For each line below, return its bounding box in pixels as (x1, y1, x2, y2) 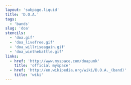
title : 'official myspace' (14, 63, 71, 68)
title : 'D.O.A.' (5, 12, 39, 17)
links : (5, 53, 19, 59)
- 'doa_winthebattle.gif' (10, 49, 64, 54)
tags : (5, 16, 17, 21)
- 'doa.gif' (10, 35, 35, 40)
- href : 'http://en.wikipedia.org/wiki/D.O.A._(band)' (10, 68, 127, 73)
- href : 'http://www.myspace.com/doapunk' (10, 58, 100, 63)
